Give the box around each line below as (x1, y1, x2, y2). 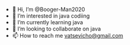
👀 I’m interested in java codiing (12, 12, 90, 19)
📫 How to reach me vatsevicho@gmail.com (12, 32, 124, 39)
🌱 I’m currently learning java (12, 19, 83, 26)
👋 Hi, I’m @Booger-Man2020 (12, 6, 85, 13)
